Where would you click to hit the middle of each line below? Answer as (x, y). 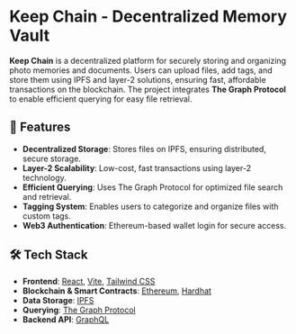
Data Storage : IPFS (58, 300)
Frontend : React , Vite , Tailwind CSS (89, 281)
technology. (45, 177)
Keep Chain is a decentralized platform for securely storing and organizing (148, 60)
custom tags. (47, 216)
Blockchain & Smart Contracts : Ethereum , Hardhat (117, 291)
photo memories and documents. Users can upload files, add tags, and (141, 70)
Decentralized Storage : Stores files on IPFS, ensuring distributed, (144, 149)
